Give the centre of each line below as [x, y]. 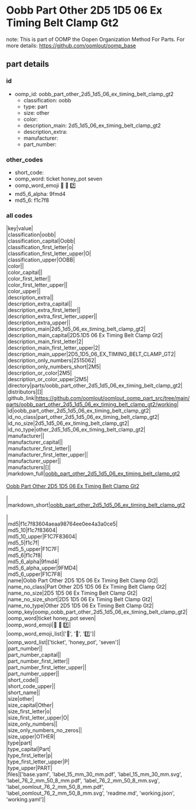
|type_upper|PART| [29, 768]
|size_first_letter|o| [29, 711]
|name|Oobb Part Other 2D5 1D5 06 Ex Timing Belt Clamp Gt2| [82, 581]
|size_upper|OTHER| [31, 737]
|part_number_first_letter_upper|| [46, 668]
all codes [19, 215]
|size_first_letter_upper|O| [37, 718]
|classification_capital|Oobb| [41, 241]
